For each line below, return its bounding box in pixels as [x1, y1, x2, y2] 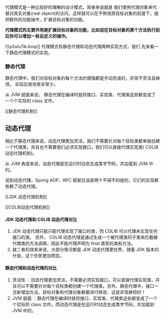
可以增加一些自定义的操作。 [13, 33, 70, 39]
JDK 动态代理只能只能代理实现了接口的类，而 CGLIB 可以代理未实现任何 [12, 228, 158, 234]
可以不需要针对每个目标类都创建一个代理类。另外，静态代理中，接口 [16, 283, 155, 289]
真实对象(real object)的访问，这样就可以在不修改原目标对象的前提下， [13, 10, 155, 16]
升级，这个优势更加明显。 [12, 253, 64, 259]
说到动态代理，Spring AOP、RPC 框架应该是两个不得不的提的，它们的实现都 [5, 177, 159, 183]
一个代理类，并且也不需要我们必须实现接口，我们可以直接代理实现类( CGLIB [5, 144, 159, 150]
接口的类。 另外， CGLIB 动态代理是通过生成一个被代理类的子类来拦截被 [12, 235, 158, 240]
